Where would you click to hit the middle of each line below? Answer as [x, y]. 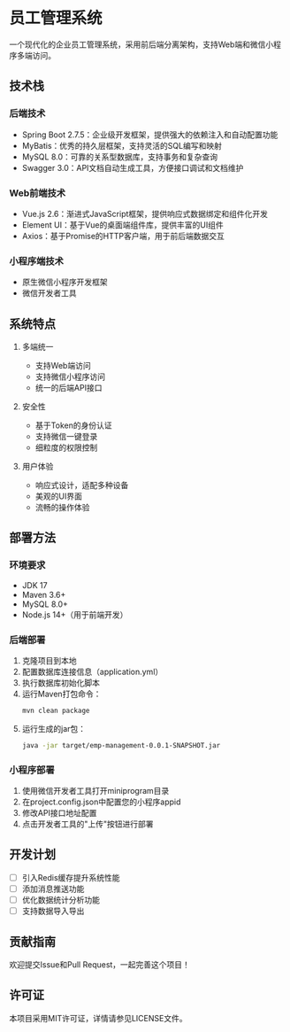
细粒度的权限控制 [66, 447]
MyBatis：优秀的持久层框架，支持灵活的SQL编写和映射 [122, 145]
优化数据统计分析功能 [61, 900]
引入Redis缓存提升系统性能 [71, 877]
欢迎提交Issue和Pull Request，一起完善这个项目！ [99, 964]
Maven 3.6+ [44, 594]
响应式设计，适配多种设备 [82, 485]
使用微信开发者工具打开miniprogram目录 [95, 791]
